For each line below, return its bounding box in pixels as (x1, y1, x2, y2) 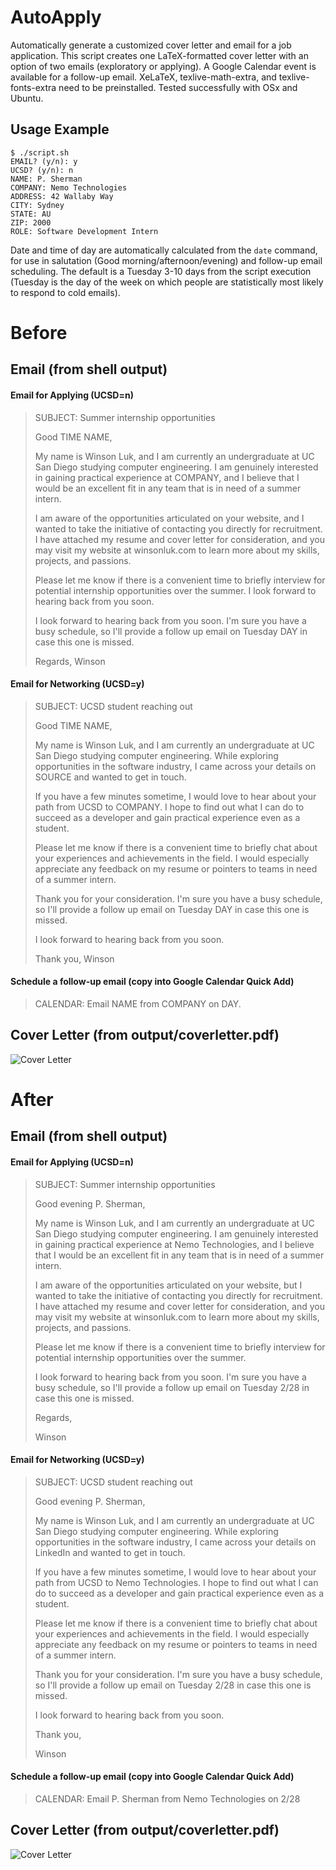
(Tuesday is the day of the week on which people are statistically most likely (10, 276, 324, 288)
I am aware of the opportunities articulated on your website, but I (34, 1279, 303, 1291)
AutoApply (10, 6, 102, 29)
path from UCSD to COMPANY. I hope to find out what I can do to (34, 801, 305, 813)
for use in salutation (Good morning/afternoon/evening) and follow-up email (10, 254, 323, 266)
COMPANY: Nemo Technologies (10, 182, 128, 193)
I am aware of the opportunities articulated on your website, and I (34, 512, 305, 524)
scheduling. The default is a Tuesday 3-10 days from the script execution (10, 265, 312, 277)
